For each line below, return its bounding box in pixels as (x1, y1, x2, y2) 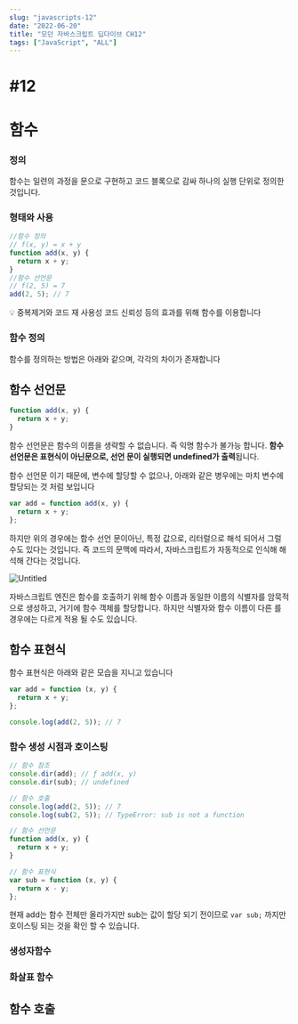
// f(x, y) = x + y (9, 240, 82, 249)
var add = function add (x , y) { (9, 499, 129, 508)
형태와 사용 (9, 211, 54, 223)
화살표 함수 (9, 971, 54, 984)
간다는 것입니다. (25, 555, 81, 565)
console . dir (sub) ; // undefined (9, 777, 129, 786)
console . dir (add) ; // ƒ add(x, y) (9, 769, 138, 779)
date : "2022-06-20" (9, 21, 82, 30)
